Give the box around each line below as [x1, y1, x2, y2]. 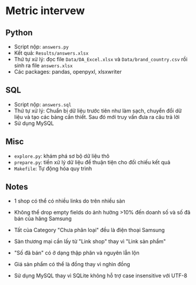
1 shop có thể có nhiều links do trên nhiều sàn [14, 197, 125, 204]
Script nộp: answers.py [14, 43, 69, 50]
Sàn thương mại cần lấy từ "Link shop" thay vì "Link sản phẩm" [14, 238, 166, 245]
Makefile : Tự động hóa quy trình [14, 165, 92, 172]
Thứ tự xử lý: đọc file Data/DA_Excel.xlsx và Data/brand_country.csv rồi [14, 56, 188, 62]
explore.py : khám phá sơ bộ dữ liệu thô [14, 152, 110, 160]
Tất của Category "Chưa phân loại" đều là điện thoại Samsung [14, 227, 165, 234]
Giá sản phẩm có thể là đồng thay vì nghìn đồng [14, 261, 131, 268]
